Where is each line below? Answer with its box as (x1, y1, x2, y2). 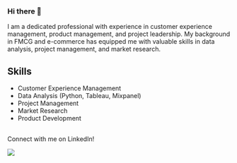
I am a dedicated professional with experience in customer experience (7, 23, 212, 31)
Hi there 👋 (7, 6, 42, 16)
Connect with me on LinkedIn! (7, 134, 95, 143)
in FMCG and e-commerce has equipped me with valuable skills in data (7, 37, 215, 46)
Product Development (17, 114, 81, 123)
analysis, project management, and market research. (7, 45, 161, 54)
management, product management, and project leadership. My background (7, 30, 231, 38)
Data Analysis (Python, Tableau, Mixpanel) (17, 92, 141, 100)
